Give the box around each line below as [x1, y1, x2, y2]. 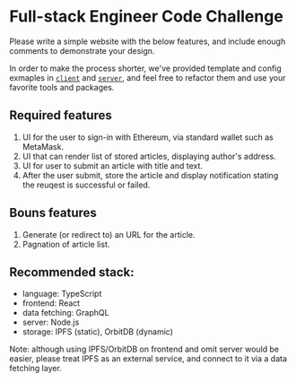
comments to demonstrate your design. [9, 45, 155, 56]
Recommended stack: [9, 265, 135, 280]
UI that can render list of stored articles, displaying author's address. [22, 151, 276, 161]
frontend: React [22, 298, 81, 308]
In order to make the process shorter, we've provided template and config [9, 63, 283, 74]
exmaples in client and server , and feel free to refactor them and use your [9, 72, 286, 82]
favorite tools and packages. [9, 82, 115, 92]
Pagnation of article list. [22, 239, 110, 249]
